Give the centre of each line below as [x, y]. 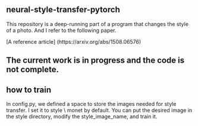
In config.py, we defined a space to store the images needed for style [91, 104]
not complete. [33, 70]
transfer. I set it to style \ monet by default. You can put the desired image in [99, 110]
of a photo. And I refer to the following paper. [62, 30]
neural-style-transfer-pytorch [63, 10]
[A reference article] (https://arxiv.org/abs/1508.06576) [74, 41]
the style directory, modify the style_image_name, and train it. [82, 117]
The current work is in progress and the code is [95, 61]
